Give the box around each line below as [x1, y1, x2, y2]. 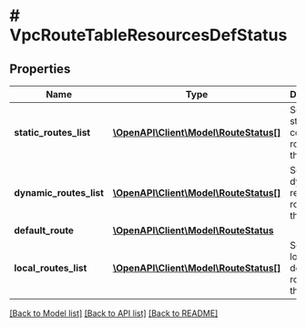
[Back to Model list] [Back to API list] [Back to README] [9, 308, 219, 319]
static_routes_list [14, 127, 91, 138]
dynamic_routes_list [14, 187, 105, 199]
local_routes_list [14, 261, 87, 274]
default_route [14, 224, 75, 237]
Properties [9, 61, 71, 77]
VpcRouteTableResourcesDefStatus [9, 25, 288, 46]
